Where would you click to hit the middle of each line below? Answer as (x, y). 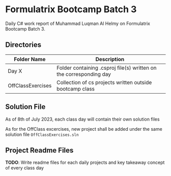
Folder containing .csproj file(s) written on (107, 68)
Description (110, 59)
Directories (23, 45)
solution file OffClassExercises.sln (42, 134)
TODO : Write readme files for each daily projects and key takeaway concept (85, 163)
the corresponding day (84, 74)
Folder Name (30, 59)
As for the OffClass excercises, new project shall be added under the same (84, 129)
